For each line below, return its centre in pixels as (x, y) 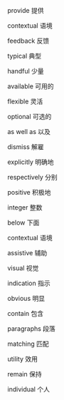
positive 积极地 (29, 192)
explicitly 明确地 (31, 162)
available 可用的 (31, 86)
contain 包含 (26, 313)
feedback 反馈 (28, 41)
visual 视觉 (23, 268)
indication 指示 (29, 283)
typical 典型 (25, 56)
